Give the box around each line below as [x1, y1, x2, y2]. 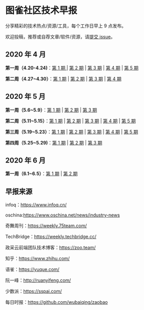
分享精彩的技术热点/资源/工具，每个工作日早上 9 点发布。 [5, 23, 127, 29]
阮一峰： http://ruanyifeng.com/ [5, 277, 71, 283]
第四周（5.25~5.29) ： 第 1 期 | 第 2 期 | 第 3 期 [5, 139, 102, 145]
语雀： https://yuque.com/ [5, 266, 60, 272]
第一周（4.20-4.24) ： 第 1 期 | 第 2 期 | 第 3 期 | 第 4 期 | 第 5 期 [5, 65, 139, 71]
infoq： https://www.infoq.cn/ [5, 202, 67, 208]
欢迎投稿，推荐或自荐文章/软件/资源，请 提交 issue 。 [5, 33, 115, 40]
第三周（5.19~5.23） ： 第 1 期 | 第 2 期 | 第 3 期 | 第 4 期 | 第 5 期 [5, 129, 138, 135]
